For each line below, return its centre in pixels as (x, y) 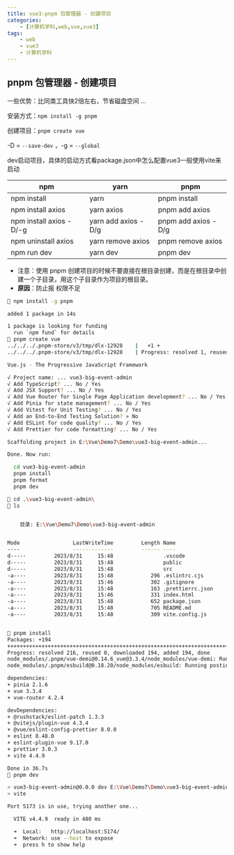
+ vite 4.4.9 (26, 756)
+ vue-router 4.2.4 (36, 698)
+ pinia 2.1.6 (28, 685)
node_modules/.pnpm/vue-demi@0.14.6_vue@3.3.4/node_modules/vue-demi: (112, 659)
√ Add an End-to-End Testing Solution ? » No (73, 416)
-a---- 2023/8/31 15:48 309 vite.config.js (107, 615)
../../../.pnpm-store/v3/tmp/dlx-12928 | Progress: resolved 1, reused (118, 352)
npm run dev (31, 252)
